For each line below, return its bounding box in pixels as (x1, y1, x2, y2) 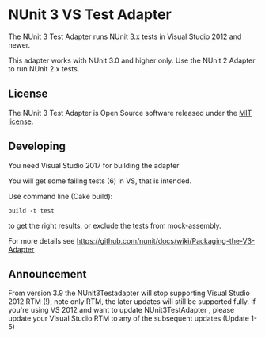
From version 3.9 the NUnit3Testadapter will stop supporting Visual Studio (8, 288, 251, 298)
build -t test (8, 206, 55, 215)
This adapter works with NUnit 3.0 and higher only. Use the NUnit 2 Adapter (8, 56, 256, 65)
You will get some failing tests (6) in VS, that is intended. (8, 176, 192, 186)
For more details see (8, 236, 75, 245)
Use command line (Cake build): (8, 191, 113, 201)
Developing (8, 140, 66, 153)
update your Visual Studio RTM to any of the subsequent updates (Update (8, 313, 249, 323)
